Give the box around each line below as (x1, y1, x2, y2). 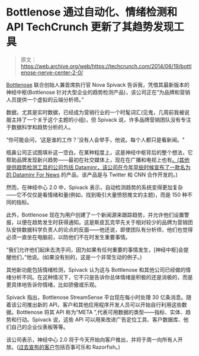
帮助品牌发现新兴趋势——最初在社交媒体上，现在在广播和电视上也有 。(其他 (6, 156, 190, 163)
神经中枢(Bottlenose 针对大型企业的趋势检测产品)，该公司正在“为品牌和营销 (6, 89, 191, 96)
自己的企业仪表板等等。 (11, 323, 69, 330)
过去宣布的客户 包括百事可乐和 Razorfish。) (18, 343, 120, 351)
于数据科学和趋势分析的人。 (6, 123, 74, 131)
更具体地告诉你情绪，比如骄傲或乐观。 (6, 281, 99, 288)
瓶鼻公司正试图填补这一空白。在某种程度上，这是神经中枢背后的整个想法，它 (6, 149, 193, 156)
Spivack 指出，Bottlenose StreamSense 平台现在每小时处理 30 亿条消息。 (6, 294, 187, 301)
